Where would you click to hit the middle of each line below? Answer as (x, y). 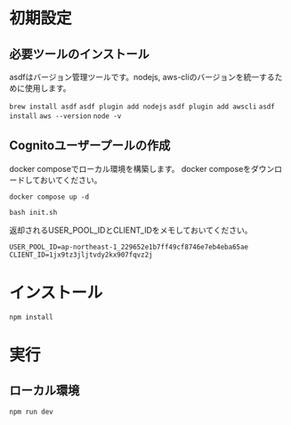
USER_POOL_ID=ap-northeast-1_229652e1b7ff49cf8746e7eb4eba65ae (129, 247)
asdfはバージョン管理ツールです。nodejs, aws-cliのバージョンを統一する (142, 77)
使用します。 (48, 88)
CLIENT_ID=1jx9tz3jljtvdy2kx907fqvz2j (81, 255)
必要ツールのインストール (79, 54)
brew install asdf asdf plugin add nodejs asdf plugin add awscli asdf (142, 107)
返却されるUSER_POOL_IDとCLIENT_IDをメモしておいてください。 (131, 230)
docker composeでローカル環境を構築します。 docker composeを (130, 168)
